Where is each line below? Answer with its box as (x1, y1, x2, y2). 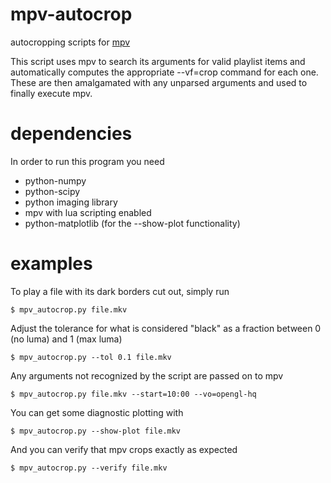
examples (10, 253, 93, 275)
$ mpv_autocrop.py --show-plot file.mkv (10, 426, 182, 436)
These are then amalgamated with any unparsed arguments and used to (10, 76, 308, 88)
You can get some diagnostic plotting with (10, 406, 184, 418)
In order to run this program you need (10, 155, 165, 167)
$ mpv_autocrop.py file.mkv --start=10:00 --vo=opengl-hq (10, 389, 257, 399)
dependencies (10, 123, 133, 145)
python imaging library (24, 196, 118, 208)
